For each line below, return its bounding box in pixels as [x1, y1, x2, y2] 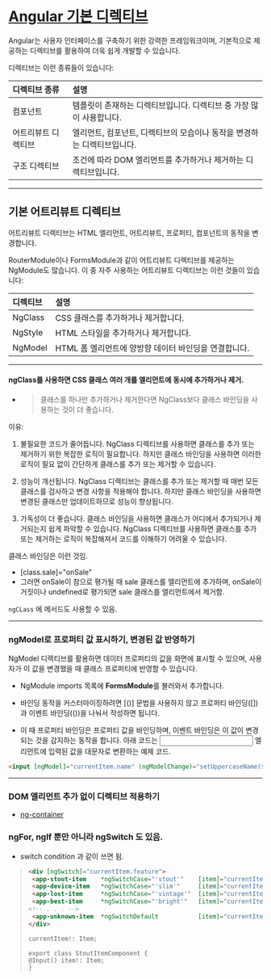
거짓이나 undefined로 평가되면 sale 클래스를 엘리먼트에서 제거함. [19, 586, 225, 596]
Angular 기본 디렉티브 [8, 7, 148, 26]
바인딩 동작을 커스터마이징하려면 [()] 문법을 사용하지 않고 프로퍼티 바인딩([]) [19, 698, 259, 708]
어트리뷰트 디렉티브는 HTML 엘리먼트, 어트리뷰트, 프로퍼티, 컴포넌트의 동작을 [8, 228, 250, 237]
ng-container [19, 809, 65, 820]
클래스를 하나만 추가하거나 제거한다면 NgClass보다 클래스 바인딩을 [40, 394, 250, 404]
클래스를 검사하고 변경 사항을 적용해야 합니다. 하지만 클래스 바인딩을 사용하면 [19, 486, 262, 496]
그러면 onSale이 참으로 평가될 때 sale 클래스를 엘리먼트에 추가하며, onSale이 [19, 577, 262, 586]
